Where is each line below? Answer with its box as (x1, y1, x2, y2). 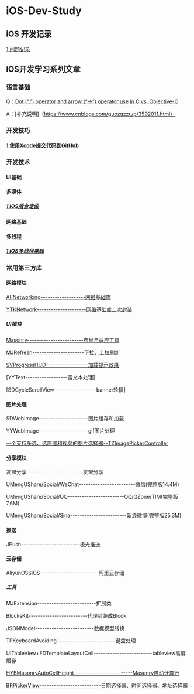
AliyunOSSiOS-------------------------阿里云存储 (6, 569, 124, 576)
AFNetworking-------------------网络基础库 (6, 294, 111, 301)
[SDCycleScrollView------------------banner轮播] (6, 386, 126, 393)
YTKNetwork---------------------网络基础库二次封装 (6, 306, 133, 313)
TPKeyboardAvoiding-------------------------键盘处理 (6, 637, 136, 644)
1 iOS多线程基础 (6, 247, 44, 254)
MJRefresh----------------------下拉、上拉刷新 (6, 349, 120, 356)
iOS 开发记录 (6, 29, 52, 39)
